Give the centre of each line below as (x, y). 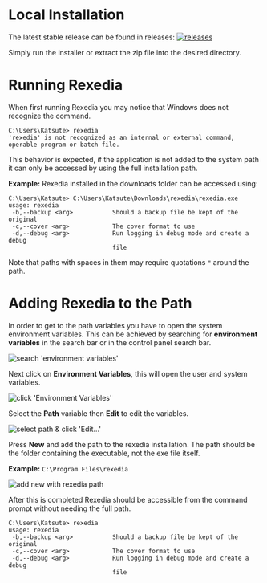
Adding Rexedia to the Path (100, 304)
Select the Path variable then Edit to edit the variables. (99, 413)
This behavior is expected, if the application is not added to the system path (133, 159)
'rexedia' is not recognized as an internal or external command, (121, 137)
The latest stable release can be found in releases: (91, 37)
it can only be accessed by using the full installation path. (103, 168)
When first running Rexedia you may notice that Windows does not (118, 107)
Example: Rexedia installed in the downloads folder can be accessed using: (133, 183)
